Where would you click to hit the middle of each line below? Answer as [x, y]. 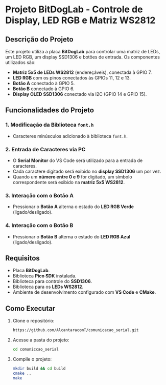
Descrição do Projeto [39, 39]
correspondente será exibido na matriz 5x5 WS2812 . [69, 182]
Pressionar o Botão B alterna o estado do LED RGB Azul [72, 236]
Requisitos [22, 258]
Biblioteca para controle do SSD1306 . [52, 281]
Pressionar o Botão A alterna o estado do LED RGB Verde [73, 207]
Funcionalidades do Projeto [50, 110]
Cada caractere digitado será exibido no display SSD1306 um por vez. [87, 171]
